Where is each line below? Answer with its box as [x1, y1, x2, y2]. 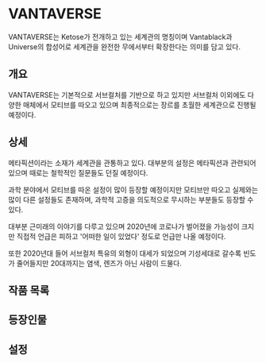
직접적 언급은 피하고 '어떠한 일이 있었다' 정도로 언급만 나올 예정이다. [16, 231, 226, 241]
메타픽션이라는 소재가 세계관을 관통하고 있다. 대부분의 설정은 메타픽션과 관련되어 [8, 158, 256, 168]
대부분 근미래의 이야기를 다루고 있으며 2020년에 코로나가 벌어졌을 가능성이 [8, 222, 240, 231]
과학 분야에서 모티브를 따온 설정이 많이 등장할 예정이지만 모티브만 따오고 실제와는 [8, 184, 259, 195]
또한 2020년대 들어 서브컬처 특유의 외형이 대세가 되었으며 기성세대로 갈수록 [8, 248, 242, 258]
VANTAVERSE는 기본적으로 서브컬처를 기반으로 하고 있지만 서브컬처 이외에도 [8, 90, 246, 99]
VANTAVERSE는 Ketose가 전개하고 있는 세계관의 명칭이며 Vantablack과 [8, 32, 233, 41]
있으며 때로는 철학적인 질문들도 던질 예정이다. [8, 168, 148, 177]
